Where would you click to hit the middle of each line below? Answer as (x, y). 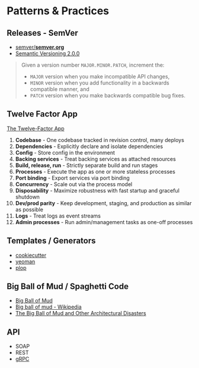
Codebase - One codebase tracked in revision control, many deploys (99, 140)
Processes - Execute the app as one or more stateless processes (95, 171)
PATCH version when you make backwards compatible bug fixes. (108, 95)
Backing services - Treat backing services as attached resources (96, 159)
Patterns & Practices (58, 11)
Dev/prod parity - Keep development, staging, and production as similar (103, 203)
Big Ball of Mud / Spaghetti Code (68, 287)
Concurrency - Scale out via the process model (74, 184)
